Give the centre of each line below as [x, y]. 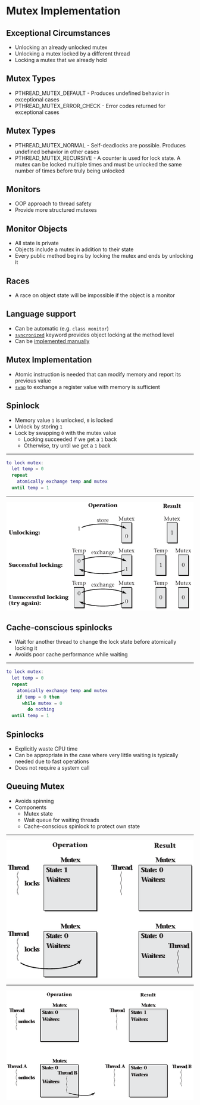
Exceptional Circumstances [59, 33]
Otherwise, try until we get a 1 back [67, 445]
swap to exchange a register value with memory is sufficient [87, 387]
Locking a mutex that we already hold [61, 60]
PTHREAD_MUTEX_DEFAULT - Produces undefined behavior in [92, 93]
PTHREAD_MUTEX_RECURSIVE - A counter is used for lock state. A [98, 158]
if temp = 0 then [38, 697]
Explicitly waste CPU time [46, 749]
